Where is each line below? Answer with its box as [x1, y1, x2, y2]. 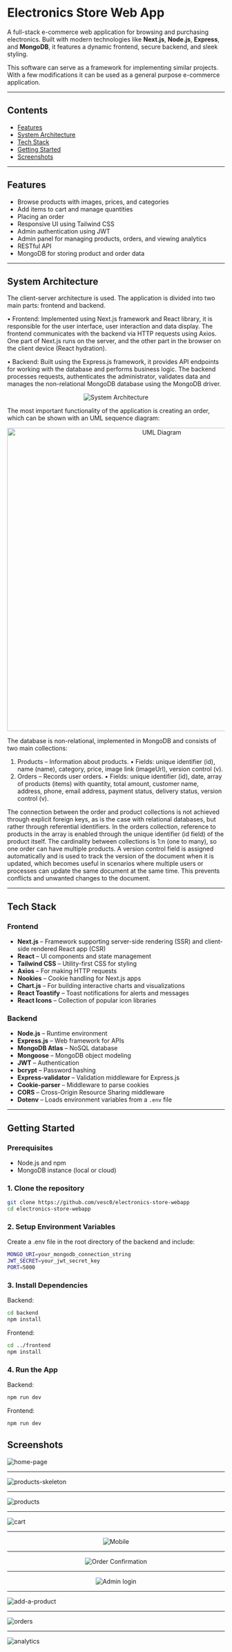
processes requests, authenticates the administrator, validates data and [7, 372, 211, 381]
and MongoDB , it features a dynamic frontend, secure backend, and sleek [7, 42, 218, 51]
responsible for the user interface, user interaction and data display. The [7, 322, 213, 331]
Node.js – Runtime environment [17, 1029, 108, 1038]
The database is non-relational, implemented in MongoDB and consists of [7, 737, 217, 745]
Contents [7, 105, 48, 116]
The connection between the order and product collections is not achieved [7, 808, 220, 816]
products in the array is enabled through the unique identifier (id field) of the [7, 830, 224, 838]
